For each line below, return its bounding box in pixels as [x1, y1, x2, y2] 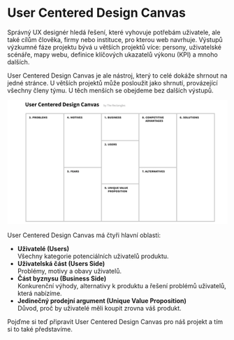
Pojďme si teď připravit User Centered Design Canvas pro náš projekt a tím [7, 318, 224, 326]
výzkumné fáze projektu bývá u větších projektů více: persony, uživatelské [7, 43, 222, 51]
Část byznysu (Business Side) [17, 274, 107, 283]
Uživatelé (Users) [17, 245, 70, 253]
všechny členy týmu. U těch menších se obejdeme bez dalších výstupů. [7, 86, 214, 94]
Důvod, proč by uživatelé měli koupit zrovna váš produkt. [17, 304, 182, 313]
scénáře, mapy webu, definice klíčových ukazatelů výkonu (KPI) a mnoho [7, 50, 218, 59]
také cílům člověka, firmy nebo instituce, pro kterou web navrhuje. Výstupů [7, 35, 224, 43]
